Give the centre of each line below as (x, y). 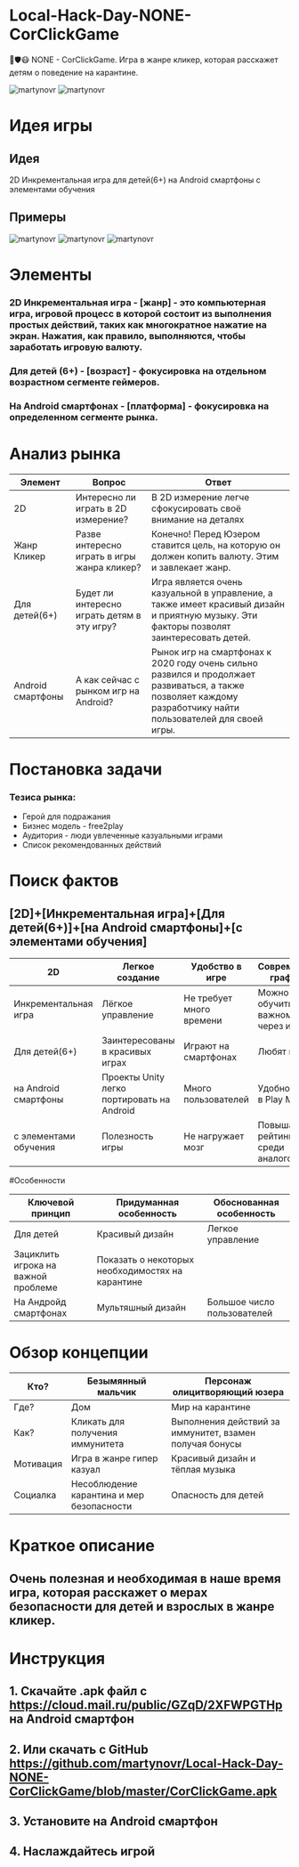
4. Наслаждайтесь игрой (82, 1851)
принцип (51, 1214)
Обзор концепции (79, 1353)
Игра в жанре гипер (114, 1458)
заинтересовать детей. (201, 637)
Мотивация (38, 1464)
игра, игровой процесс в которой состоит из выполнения (141, 313)
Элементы (51, 275)
